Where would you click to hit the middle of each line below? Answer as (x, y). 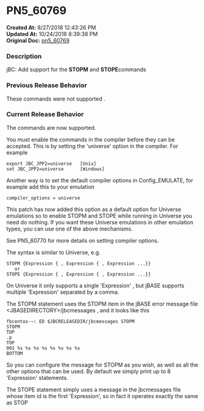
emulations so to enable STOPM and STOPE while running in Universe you (100, 216)
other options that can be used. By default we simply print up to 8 (89, 371)
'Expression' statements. (37, 377)
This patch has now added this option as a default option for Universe (94, 209)
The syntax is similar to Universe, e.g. (53, 252)
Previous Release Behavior (47, 85)
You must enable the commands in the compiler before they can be (91, 139)
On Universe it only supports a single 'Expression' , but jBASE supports (95, 285)
